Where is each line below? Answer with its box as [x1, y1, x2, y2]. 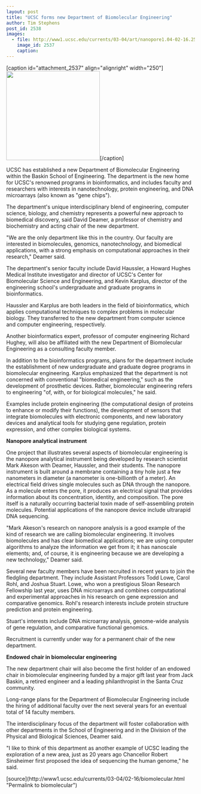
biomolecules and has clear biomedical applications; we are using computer [6, 537, 194, 544]
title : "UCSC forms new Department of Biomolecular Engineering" [6, 14, 172, 20]
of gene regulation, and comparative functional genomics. [6, 624, 150, 631]
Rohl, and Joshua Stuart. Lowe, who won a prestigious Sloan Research [6, 580, 181, 587]
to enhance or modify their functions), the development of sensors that [6, 406, 181, 413]
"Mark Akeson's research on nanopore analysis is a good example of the [6, 524, 185, 531]
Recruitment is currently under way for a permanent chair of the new [6, 635, 175, 642]
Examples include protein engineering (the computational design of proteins [6, 400, 193, 407]
